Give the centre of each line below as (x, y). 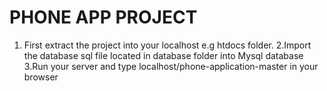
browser (41, 77)
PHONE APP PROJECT (103, 17)
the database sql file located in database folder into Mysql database (163, 55)
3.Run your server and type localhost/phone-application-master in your (171, 66)
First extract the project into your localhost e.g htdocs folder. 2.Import (167, 45)
